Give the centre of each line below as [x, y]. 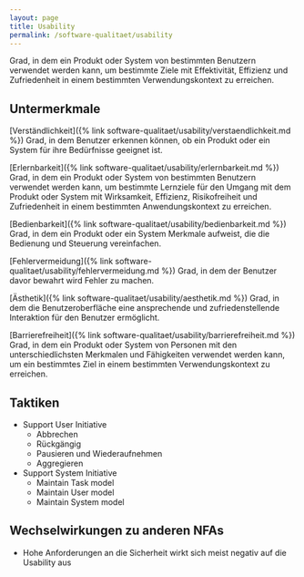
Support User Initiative [65, 424]
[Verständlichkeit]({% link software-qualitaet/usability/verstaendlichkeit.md [150, 131]
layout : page [34, 18]
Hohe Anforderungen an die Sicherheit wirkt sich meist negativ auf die [154, 552]
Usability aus [47, 562]
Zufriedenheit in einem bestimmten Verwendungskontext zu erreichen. [142, 80]
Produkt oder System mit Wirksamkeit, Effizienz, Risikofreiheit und [133, 197]
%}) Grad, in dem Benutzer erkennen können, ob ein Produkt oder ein [140, 140]
